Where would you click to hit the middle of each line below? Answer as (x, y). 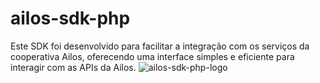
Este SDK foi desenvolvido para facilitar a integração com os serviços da (160, 46)
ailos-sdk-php (70, 18)
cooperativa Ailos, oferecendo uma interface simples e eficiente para (152, 56)
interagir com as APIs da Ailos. (73, 67)
